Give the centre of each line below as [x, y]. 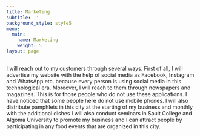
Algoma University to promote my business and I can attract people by [94, 120]
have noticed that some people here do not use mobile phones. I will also [98, 100]
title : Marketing [28, 12]
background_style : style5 [39, 23]
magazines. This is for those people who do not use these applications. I [97, 94]
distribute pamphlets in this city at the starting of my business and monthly [99, 107]
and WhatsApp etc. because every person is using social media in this [94, 81]
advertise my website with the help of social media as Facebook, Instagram [100, 75]
